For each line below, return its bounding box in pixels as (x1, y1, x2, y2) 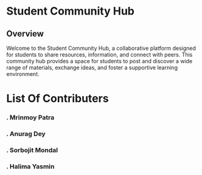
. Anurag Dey (6, 129, 46, 138)
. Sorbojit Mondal (6, 146, 58, 154)
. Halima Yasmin (6, 162, 55, 171)
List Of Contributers (6, 92, 109, 106)
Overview (6, 29, 44, 39)
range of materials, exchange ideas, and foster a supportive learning (6, 64, 178, 71)
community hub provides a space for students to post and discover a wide (6, 58, 193, 64)
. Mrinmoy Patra (6, 114, 55, 122)
